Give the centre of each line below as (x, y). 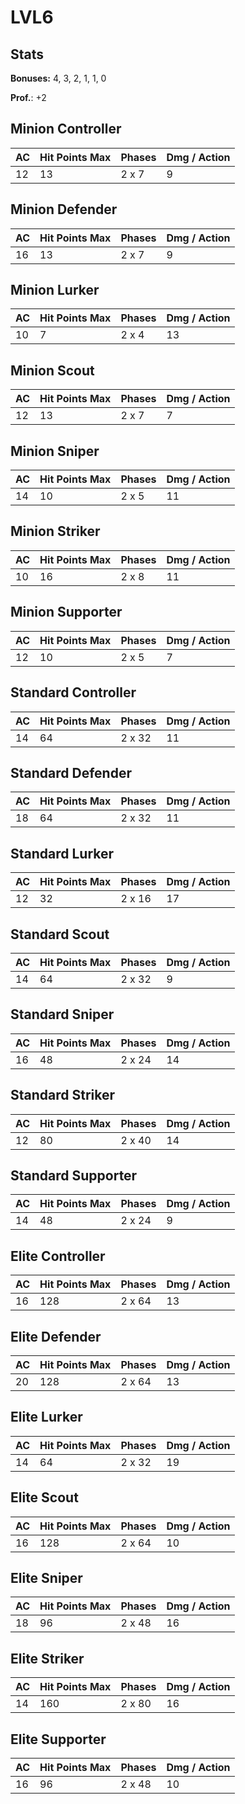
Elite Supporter (58, 1739)
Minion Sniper (55, 451)
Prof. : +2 (28, 97)
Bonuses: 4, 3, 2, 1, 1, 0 (58, 78)
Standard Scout (60, 934)
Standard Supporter (74, 1175)
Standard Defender (71, 772)
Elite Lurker (46, 1417)
